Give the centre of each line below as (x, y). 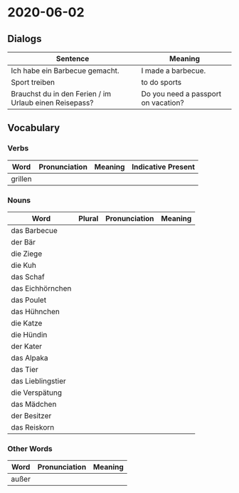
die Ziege (27, 254)
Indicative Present (163, 167)
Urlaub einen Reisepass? (52, 103)
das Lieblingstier (38, 380)
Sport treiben (33, 82)
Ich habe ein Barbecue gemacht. (65, 71)
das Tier (25, 369)
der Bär (23, 242)
